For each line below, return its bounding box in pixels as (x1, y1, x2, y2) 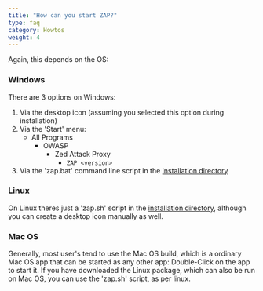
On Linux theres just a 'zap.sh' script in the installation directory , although (8, 203, 247, 213)
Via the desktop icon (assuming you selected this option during (19, 107, 225, 117)
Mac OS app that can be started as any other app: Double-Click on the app (8, 257, 250, 267)
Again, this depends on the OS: (8, 55, 109, 64)
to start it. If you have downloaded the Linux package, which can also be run (8, 266, 256, 275)
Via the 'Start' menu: (19, 124, 86, 133)
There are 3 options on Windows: (8, 92, 116, 102)
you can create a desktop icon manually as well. (8, 211, 163, 220)
